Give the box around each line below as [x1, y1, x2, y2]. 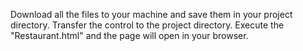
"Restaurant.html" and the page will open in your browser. [10, 30, 249, 41]
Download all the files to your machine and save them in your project [10, 9, 293, 20]
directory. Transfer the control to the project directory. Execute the [10, 19, 285, 31]
